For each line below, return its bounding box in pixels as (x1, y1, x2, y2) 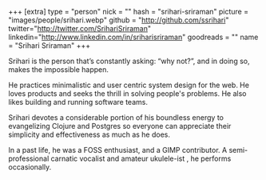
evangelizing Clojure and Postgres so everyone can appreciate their (8, 122, 232, 130)
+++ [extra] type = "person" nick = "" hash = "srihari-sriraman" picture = (8, 7, 249, 16)
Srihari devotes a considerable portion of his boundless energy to (8, 113, 224, 122)
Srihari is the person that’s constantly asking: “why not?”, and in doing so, (8, 56, 250, 66)
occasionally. (8, 162, 52, 171)
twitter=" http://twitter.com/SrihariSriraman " (8, 24, 152, 33)
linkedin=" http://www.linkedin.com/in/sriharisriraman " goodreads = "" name (8, 32, 259, 42)
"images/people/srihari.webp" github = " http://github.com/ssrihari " (8, 15, 229, 25)
